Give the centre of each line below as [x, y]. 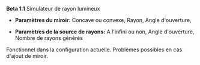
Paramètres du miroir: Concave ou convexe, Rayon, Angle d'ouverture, [103, 20]
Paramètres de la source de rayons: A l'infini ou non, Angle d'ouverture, [105, 32]
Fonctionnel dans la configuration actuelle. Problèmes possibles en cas [94, 49]
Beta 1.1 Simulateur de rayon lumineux [53, 9]
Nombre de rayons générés [49, 38]
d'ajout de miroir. [27, 56]
